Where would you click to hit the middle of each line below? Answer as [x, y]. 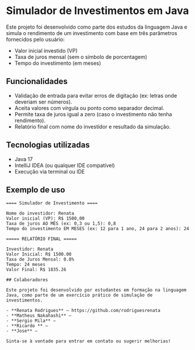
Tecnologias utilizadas [48, 145]
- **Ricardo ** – [27, 326]
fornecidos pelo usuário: [36, 39]
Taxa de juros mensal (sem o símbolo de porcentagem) [81, 57]
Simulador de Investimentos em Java [97, 11]
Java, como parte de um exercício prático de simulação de [79, 295]
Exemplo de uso [36, 190]
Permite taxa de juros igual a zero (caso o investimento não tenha [93, 114]
